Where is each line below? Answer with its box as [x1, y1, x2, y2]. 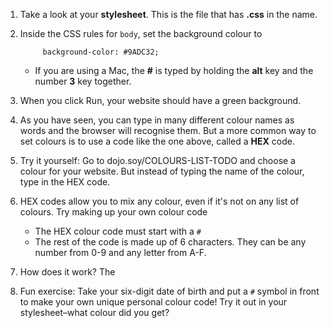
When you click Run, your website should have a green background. [19, 95, 302, 106]
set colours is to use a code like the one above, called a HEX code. [19, 135, 295, 147]
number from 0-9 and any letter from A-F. [34, 247, 207, 258]
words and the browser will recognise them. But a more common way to [19, 125, 317, 136]
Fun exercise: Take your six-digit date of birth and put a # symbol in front [19, 285, 320, 297]
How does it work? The [19, 266, 116, 278]
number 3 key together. [34, 75, 132, 87]
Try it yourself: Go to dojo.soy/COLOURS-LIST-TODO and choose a [19, 155, 296, 166]
